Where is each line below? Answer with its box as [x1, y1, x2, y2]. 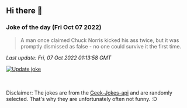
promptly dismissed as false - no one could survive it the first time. [20, 43, 182, 50]
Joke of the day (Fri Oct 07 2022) [6, 23, 102, 32]
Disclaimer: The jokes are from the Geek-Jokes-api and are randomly [6, 89, 172, 96]
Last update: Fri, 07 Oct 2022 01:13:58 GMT [6, 54, 112, 61]
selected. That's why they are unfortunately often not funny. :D [6, 95, 157, 102]
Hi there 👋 [6, 6, 43, 16]
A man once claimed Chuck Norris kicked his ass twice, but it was [20, 36, 179, 44]
